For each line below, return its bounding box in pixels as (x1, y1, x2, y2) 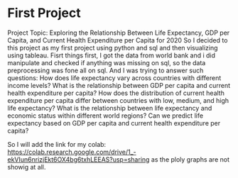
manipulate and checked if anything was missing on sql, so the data (7, 58, 206, 67)
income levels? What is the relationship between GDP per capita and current (7, 81, 231, 89)
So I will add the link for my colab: (7, 140, 107, 148)
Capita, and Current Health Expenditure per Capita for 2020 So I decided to (7, 35, 228, 44)
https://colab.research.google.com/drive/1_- (7, 148, 136, 156)
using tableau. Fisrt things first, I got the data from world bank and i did (7, 51, 215, 60)
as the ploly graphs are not (151, 155, 229, 164)
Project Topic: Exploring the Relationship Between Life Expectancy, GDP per (7, 28, 230, 37)
